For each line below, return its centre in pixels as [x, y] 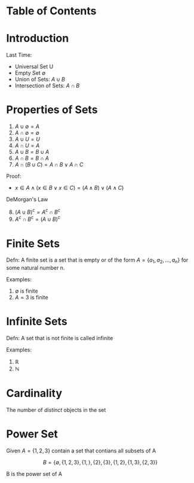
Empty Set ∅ [30, 73]
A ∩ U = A [27, 145]
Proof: [14, 176]
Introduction [38, 39]
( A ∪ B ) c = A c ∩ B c [38, 212]
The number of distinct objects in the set [56, 410]
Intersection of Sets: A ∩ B [47, 86]
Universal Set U [34, 66]
